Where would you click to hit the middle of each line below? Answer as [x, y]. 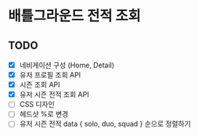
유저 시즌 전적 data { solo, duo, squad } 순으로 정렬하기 [105, 124]
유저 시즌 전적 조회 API [54, 95]
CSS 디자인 [37, 104]
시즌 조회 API [40, 85]
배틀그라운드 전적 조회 [74, 16]
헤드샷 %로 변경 [44, 114]
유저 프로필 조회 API [50, 75]
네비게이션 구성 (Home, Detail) [67, 65]
